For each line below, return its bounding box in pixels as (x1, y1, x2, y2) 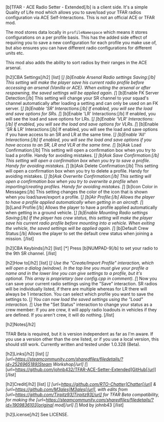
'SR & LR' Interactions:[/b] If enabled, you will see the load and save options (5, 126, 158, 132)
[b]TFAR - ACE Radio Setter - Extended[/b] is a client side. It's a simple (5, 4, 148, 10)
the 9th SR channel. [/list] (5, 250, 57, 256)
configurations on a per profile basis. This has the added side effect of (5, 34, 147, 40)
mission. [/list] (5, 236, 34, 242)
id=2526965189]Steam (5, 361, 52, 367)
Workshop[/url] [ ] (53, 361, 88, 367)
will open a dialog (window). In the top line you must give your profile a (5, 265, 148, 271)
